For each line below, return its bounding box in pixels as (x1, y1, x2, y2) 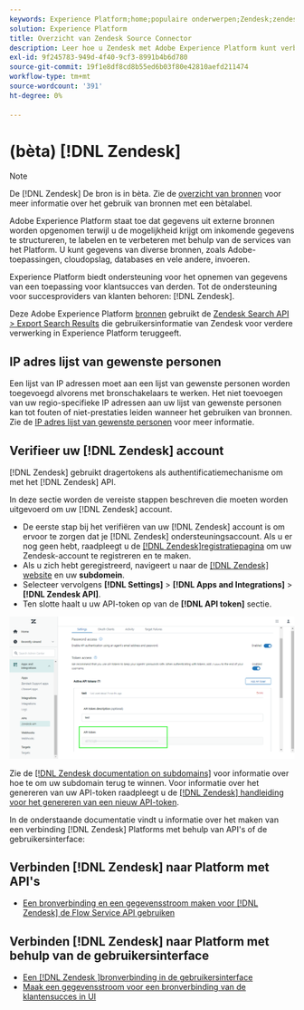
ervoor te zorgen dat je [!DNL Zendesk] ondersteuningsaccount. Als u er (22, 531, 292, 542)
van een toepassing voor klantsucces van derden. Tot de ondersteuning (9, 281, 278, 292)
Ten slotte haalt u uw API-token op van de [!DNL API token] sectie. (22, 598, 272, 609)
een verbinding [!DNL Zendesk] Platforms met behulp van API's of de (9, 823, 268, 834)
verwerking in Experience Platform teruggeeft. (9, 327, 182, 339)
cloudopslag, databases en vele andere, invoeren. (64, 254, 251, 265)
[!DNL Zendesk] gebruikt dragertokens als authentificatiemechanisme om (9, 467, 283, 478)
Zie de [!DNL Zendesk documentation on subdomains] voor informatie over (9, 767, 290, 779)
